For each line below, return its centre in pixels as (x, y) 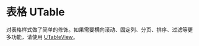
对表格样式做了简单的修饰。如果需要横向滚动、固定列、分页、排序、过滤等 (97, 29)
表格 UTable (36, 12)
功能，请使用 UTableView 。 (45, 37)
